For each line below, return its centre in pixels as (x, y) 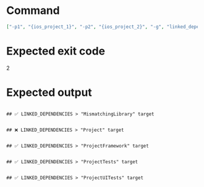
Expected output (49, 92)
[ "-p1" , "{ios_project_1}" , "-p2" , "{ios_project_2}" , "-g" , (85, 27)
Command (33, 11)
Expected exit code (56, 51)
